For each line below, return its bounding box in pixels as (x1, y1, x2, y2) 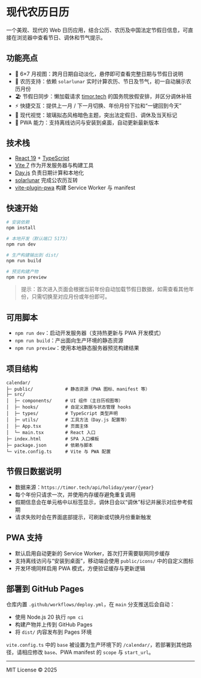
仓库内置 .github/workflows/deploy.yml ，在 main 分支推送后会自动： (6, 601, 175, 608)
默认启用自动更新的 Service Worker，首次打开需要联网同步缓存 (14, 549, 170, 557)
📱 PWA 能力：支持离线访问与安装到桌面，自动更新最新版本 (14, 119, 160, 126)
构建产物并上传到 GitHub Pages (14, 621, 93, 628)
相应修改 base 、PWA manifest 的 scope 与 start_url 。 (22, 649, 154, 656)
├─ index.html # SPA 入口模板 (6, 436, 100, 442)
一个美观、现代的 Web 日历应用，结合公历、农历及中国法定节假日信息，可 (6, 26, 188, 34)
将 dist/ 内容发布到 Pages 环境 (14, 628, 92, 635)
